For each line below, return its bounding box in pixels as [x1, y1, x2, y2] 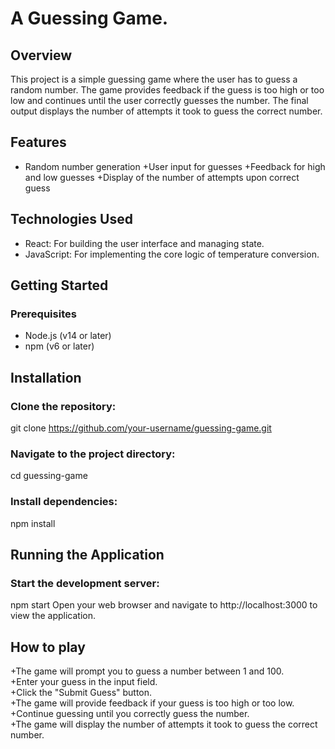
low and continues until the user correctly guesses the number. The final [10, 95, 309, 106]
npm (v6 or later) [24, 340, 95, 352]
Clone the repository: [10, 399, 117, 413]
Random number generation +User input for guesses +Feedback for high [24, 160, 326, 172]
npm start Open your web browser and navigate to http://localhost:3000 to [10, 599, 318, 611]
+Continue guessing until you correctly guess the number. [10, 708, 250, 720]
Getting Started [10, 277, 109, 294]
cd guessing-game [10, 470, 88, 482]
